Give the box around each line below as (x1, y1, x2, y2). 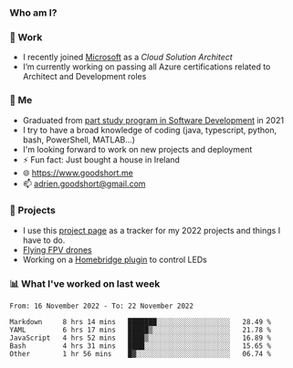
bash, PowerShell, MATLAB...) (22, 134, 135, 145)
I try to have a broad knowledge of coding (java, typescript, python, (22, 124, 277, 135)
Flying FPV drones (22, 244, 93, 255)
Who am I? (9, 6, 58, 19)
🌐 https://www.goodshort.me (22, 167, 134, 178)
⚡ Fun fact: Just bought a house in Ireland (22, 153, 181, 165)
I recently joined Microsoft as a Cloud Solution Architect (22, 52, 233, 63)
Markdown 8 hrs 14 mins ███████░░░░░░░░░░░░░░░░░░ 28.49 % (9, 318, 272, 327)
